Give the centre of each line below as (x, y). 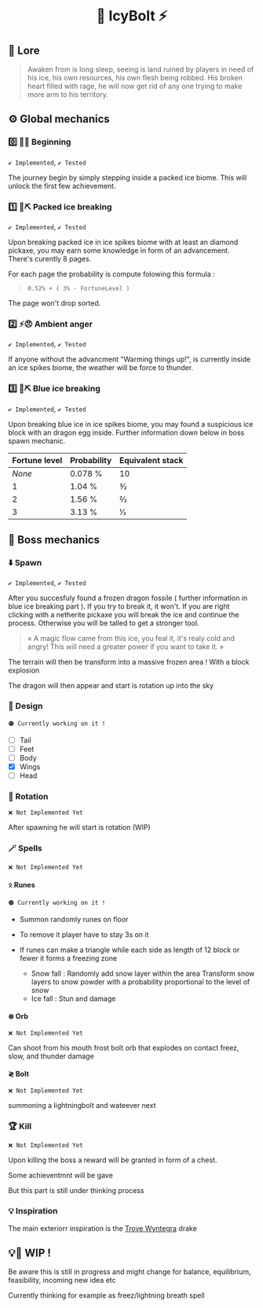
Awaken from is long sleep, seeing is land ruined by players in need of (141, 69)
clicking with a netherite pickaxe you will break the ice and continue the (124, 615)
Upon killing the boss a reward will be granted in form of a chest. (113, 1160)
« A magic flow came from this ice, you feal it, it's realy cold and (131, 639)
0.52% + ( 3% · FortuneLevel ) (79, 288)
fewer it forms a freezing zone (68, 958)
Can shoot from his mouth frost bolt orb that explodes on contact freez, (124, 1047)
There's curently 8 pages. (50, 258)
